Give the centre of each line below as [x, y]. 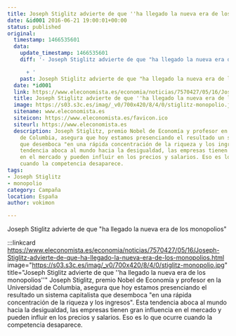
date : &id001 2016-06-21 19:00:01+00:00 [67, 20]
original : [22, 33]
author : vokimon [31, 203]
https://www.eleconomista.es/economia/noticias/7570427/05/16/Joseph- [113, 250]
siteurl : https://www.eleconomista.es [71, 124]
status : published [34, 27]
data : [22, 46]
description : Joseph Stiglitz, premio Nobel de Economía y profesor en [121, 131]
